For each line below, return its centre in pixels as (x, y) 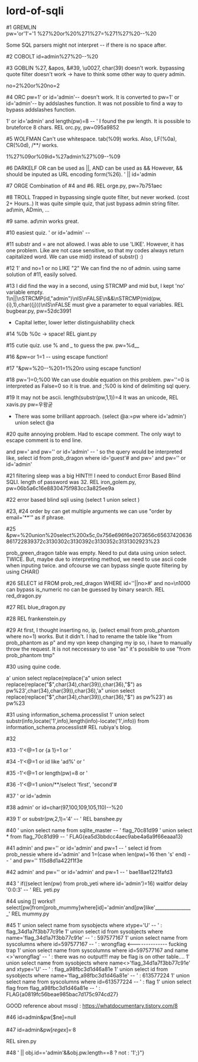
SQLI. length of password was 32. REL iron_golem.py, (71, 482)
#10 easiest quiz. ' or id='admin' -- (48, 232)
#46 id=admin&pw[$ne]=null (41, 1017)
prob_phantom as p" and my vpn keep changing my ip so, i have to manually (99, 642)
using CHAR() (23, 571)
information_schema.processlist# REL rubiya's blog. (69, 727)
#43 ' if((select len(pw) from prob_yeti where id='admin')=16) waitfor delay (97, 883)
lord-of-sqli (35, 11)
